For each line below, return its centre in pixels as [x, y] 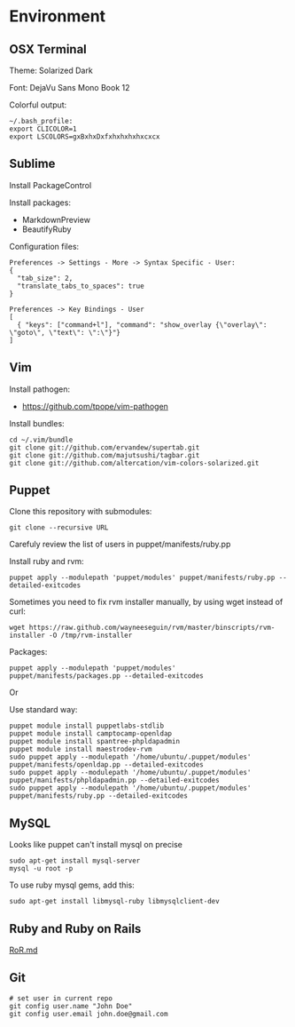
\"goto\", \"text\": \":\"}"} [65, 332]
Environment [58, 16]
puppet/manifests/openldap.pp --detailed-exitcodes [106, 765]
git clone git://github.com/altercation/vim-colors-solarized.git [134, 463]
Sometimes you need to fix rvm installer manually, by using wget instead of [146, 602]
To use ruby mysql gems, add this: [72, 885]
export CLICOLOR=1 [43, 129]
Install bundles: [37, 423]
